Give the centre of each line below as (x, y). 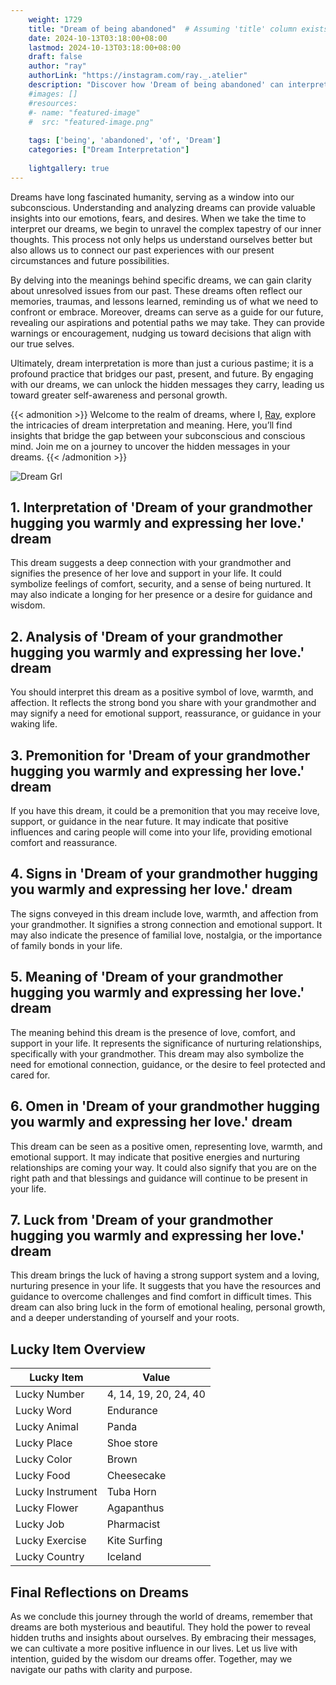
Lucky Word (43, 1411)
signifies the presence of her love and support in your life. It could (146, 573)
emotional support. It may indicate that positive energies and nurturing (155, 1157)
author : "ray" (57, 66)
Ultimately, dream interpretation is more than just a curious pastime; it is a (162, 363)
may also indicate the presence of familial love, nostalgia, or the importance (166, 935)
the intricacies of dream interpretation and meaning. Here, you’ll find (151, 425)
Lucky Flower (47, 1508)
